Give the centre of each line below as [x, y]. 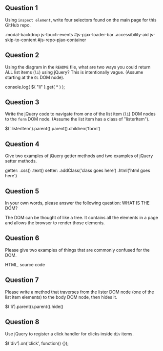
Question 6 [22, 238]
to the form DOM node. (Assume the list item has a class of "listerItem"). [77, 119]
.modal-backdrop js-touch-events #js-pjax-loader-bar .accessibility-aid [77, 34]
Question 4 [22, 144]
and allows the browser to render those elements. [55, 223]
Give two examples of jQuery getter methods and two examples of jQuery [79, 156]
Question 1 [21, 8]
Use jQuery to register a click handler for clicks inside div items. [70, 334]
